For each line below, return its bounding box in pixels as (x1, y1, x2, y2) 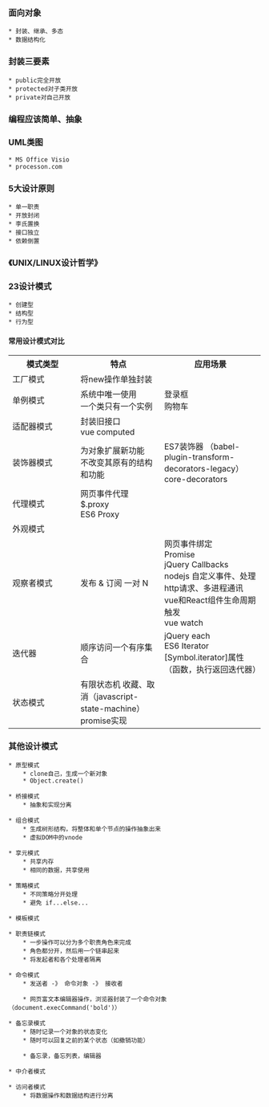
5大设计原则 (8, 182, 54, 194)
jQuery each (163, 630, 211, 641)
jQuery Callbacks (163, 558, 229, 570)
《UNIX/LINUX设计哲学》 (8, 257, 102, 268)
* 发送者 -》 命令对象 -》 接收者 (22, 979, 123, 987)
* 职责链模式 (8, 929, 46, 937)
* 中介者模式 (8, 1067, 46, 1076)
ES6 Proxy (80, 509, 120, 520)
